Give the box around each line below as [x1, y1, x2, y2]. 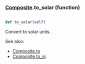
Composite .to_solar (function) [5, 4, 80, 11]
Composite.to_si [12, 53, 46, 59]
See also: [5, 38, 24, 44]
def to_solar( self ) [5, 19, 46, 25]
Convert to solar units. [5, 29, 51, 35]
